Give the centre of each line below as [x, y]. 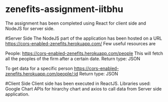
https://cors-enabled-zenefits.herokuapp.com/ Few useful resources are [80, 43]
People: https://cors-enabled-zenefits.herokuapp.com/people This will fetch [84, 53]
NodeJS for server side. [30, 28]
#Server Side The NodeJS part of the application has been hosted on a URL [84, 38]
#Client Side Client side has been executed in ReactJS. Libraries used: [78, 83]
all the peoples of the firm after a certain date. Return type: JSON [73, 58]
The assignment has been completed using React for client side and [76, 23]
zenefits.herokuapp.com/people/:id [42, 73]
